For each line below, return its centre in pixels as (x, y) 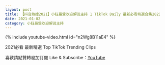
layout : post (18, 10)
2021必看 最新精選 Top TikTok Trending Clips (51, 47)
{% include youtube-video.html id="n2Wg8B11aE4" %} (60, 37)
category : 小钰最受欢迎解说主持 (34, 23)
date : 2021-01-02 (23, 19)
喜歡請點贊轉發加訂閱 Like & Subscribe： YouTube (55, 58)
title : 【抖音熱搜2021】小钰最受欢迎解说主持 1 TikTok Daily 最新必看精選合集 (79, 14)
